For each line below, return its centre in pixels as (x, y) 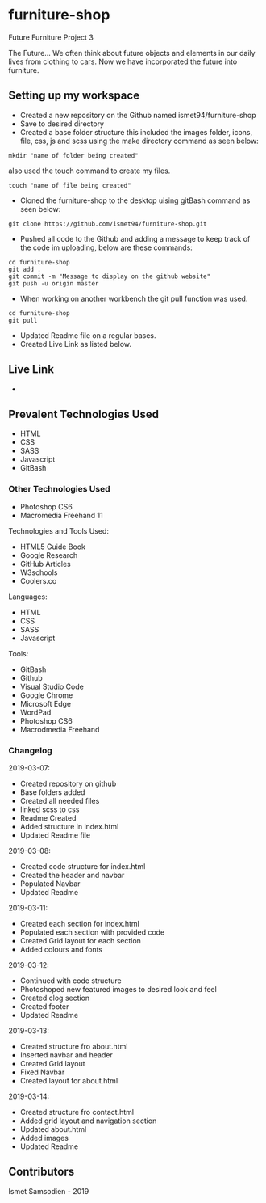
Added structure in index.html (69, 826)
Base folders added (52, 792)
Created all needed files (60, 800)
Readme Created (48, 817)
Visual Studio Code (52, 686)
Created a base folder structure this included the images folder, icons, (136, 132)
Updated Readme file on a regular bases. (88, 335)
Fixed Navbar (42, 1072)
